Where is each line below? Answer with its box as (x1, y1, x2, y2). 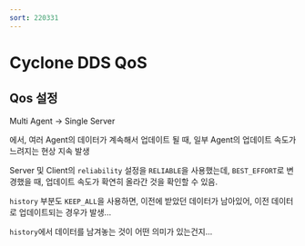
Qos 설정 (9, 91, 58, 106)
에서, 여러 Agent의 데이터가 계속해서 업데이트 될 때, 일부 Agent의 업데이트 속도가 (9, 133, 297, 145)
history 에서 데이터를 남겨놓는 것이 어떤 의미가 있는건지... (9, 226, 213, 237)
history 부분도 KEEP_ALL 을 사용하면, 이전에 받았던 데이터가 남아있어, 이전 (9, 195, 270, 206)
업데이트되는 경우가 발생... (18, 206, 112, 218)
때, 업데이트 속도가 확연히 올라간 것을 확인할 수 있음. (33, 176, 219, 187)
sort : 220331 (9, 13, 59, 23)
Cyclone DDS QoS (9, 52, 147, 73)
